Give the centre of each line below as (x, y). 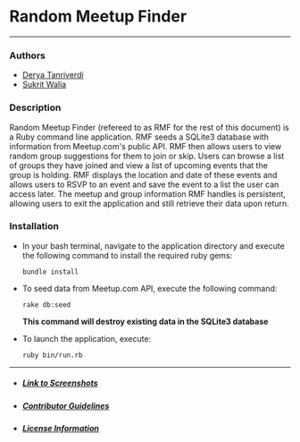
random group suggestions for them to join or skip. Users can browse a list (147, 156)
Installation (34, 226)
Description (35, 107)
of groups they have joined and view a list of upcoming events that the (138, 165)
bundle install (50, 272)
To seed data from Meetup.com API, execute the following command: (150, 288)
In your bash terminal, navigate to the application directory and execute (154, 246)
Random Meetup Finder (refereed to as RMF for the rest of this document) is (150, 127)
